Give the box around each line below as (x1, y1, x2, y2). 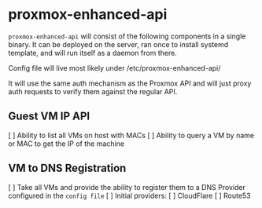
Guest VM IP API (8, 110, 90, 123)
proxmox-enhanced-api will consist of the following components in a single (8, 31, 246, 41)
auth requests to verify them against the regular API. (8, 86, 178, 96)
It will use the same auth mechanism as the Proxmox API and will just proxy (8, 78, 252, 88)
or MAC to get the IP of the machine (8, 139, 124, 148)
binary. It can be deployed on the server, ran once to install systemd (8, 39, 229, 49)
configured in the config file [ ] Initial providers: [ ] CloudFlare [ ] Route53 (8, 191, 251, 200)
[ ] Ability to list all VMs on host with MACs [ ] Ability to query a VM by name (8, 130, 254, 140)
